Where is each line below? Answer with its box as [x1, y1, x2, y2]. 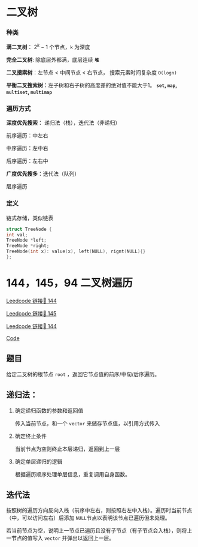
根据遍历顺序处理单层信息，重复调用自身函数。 [14, 470, 130, 477]
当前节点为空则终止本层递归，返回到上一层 [14, 445, 120, 452]
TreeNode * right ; [6, 243, 50, 249]
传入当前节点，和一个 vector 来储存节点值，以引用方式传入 [14, 419, 160, 426]
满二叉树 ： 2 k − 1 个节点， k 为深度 [6, 43, 90, 51]
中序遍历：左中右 [6, 145, 48, 152]
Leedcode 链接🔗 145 [6, 309, 57, 317]
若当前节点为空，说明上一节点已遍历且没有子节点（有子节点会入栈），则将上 [6, 527, 193, 534]
